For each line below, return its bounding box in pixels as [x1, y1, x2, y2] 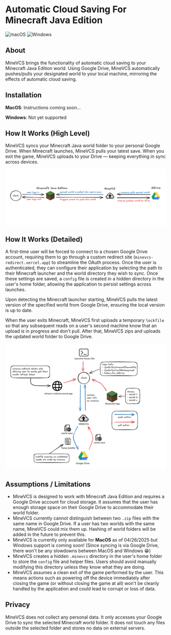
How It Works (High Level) [5, 129, 90, 137]
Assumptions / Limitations [5, 480, 91, 488]
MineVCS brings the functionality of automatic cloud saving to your [5, 60, 146, 66]
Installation [5, 91, 42, 100]
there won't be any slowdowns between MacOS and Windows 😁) [12, 548, 151, 554]
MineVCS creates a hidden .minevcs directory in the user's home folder [12, 553, 162, 559]
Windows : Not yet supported [5, 114, 67, 121]
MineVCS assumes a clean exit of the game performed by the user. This [12, 569, 164, 575]
